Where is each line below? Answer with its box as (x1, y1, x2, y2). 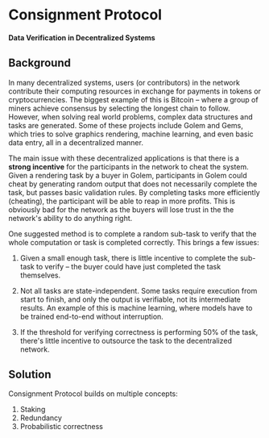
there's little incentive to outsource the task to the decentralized (19, 336, 232, 345)
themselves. (19, 270, 61, 280)
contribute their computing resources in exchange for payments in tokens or (8, 86, 262, 96)
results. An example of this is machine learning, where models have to (19, 302, 253, 312)
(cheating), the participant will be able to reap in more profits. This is (8, 196, 236, 206)
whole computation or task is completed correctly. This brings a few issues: (8, 237, 259, 247)
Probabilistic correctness (19, 422, 103, 432)
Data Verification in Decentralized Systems (8, 32, 155, 42)
